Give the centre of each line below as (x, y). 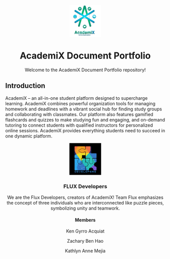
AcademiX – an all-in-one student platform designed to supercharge (77, 98)
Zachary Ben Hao (85, 241)
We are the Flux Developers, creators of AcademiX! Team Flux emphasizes (85, 197)
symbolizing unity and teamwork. (85, 208)
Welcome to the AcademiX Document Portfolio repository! (85, 70)
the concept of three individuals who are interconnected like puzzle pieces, (85, 203)
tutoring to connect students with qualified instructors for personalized (79, 125)
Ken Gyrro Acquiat (85, 231)
